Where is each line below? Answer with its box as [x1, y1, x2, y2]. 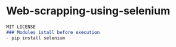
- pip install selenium [6, 35, 66, 41]
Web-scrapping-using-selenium [6, 4, 171, 18]
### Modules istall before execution [6, 29, 100, 35]
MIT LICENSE [6, 24, 36, 30]
